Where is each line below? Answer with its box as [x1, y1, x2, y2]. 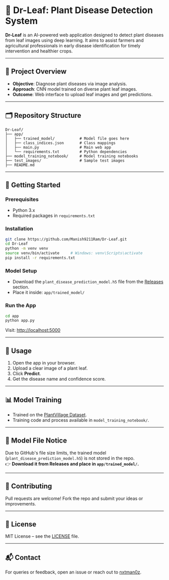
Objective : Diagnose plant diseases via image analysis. [12, 81, 127, 87]
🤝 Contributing [5, 482, 52, 490]
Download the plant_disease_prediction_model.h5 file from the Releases [12, 279, 163, 285]
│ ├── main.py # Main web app [5, 144, 112, 150]
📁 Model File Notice [5, 437, 67, 445]
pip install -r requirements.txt [5, 255, 75, 261]
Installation [5, 225, 34, 232]
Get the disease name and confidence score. [12, 376, 106, 382]
